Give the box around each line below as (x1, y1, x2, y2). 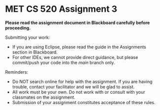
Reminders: (5, 69, 29, 75)
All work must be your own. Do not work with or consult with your (12, 89, 145, 95)
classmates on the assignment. (12, 94, 75, 100)
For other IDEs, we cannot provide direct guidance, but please (12, 54, 138, 60)
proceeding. (5, 25, 31, 30)
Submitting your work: (5, 34, 50, 40)
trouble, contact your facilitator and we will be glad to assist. (12, 83, 135, 89)
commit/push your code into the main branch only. (12, 59, 115, 65)
